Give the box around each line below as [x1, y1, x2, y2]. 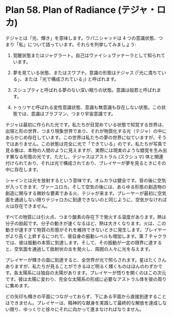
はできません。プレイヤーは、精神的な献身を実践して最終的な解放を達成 [5, 300, 158, 306]
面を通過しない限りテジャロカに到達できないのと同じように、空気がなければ [5, 196, 167, 203]
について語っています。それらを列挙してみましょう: [27, 41, 137, 47]
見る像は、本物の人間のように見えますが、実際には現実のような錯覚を [5, 147, 154, 153]
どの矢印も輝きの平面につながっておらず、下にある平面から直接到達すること [5, 293, 167, 300]
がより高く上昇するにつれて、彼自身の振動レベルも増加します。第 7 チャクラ [5, 233, 167, 239]
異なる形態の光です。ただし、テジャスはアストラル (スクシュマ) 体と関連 [9, 153, 163, 160]
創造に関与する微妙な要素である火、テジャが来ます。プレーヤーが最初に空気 [5, 190, 167, 196]
